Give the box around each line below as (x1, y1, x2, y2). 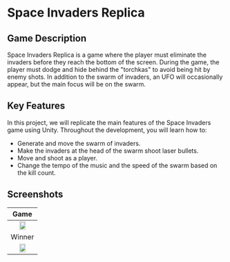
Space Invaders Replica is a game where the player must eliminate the (7, 50, 207, 59)
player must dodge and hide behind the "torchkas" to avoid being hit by (7, 66, 211, 73)
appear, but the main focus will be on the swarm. (7, 80, 146, 88)
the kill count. (17, 168, 57, 177)
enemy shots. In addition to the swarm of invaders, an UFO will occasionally (7, 73, 223, 81)
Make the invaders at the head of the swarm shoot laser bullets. (17, 147, 199, 155)
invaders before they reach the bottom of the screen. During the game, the (7, 58, 220, 66)
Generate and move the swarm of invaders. (17, 139, 141, 147)
